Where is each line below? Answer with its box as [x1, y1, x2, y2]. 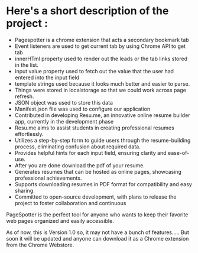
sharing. [14, 187, 35, 194]
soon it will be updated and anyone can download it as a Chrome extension [6, 235, 189, 242]
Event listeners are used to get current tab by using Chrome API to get [14, 43, 186, 50]
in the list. [14, 61, 39, 69]
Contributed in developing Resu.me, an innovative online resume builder [14, 111, 190, 119]
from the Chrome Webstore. [6, 241, 74, 248]
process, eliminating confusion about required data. [14, 143, 141, 150]
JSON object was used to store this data [14, 99, 113, 106]
